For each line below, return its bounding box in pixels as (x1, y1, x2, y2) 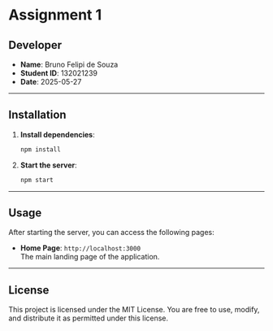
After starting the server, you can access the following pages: (8, 228, 215, 237)
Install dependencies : (19, 129, 95, 139)
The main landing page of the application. (19, 252, 160, 262)
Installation (8, 108, 67, 122)
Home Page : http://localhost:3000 (19, 243, 141, 253)
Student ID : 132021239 (19, 68, 97, 78)
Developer (8, 38, 63, 52)
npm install (19, 145, 61, 154)
